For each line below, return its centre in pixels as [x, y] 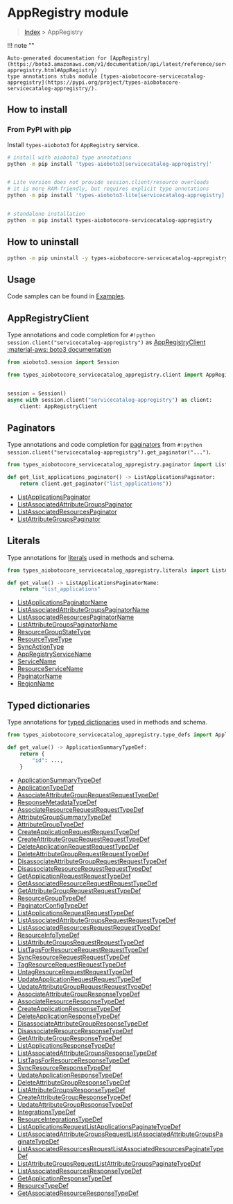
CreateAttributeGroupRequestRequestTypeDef [84, 839]
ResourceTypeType [45, 639]
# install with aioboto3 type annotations [69, 158]
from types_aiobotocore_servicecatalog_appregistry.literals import [108, 570]
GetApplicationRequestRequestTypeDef [74, 876]
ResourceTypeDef [43, 1185]
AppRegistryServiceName [54, 654]
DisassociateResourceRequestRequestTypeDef [85, 868]
